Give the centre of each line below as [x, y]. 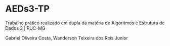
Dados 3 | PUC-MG [25, 28]
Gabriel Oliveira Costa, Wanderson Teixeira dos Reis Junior [67, 38]
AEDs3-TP [27, 9]
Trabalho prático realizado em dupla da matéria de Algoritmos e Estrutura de [85, 23]
